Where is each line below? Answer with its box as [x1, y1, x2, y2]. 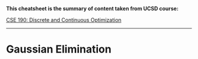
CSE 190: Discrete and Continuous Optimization [6, 17, 122, 23]
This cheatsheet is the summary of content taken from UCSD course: [6, 5, 179, 12]
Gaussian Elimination [6, 42, 112, 56]
